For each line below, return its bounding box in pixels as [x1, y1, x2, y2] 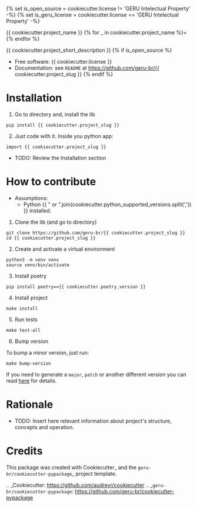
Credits [6, 444, 43, 457]
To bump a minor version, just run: [6, 349, 89, 356]
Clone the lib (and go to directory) [14, 218, 97, 225]
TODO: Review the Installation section [14, 154, 106, 161]
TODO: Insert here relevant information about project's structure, [14, 417, 172, 424]
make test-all [6, 327, 41, 333]
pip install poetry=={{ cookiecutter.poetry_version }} [6, 283, 146, 290]
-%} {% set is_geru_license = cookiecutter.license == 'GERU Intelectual [6, 11, 179, 18]
